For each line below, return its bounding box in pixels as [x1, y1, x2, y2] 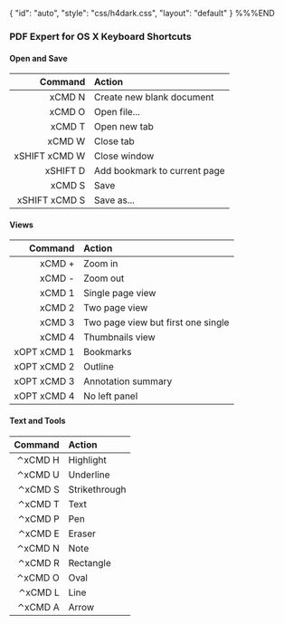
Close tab [93, 135, 136, 148]
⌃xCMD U [16, 468, 61, 481]
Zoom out [82, 272, 125, 284]
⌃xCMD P [17, 512, 61, 524]
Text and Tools [9, 415, 66, 426]
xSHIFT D [44, 165, 86, 178]
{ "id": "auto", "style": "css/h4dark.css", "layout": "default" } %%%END [9, 8, 276, 18]
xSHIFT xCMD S [16, 194, 86, 207]
